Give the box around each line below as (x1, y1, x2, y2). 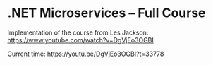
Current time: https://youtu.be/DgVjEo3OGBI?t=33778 (7, 49, 164, 58)
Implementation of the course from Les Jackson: (7, 28, 149, 37)
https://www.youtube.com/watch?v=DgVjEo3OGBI (7, 35, 154, 44)
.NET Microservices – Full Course (7, 5, 206, 21)
